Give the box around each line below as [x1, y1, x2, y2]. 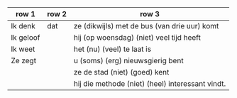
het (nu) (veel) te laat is [73, 44, 151, 54]
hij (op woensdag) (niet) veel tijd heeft [73, 33, 201, 42]
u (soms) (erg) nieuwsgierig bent [73, 56, 184, 65]
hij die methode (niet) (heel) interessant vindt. [73, 79, 226, 88]
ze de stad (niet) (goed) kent [73, 67, 170, 77]
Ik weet [11, 44, 35, 54]
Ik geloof [11, 33, 40, 42]
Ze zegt [11, 56, 37, 65]
